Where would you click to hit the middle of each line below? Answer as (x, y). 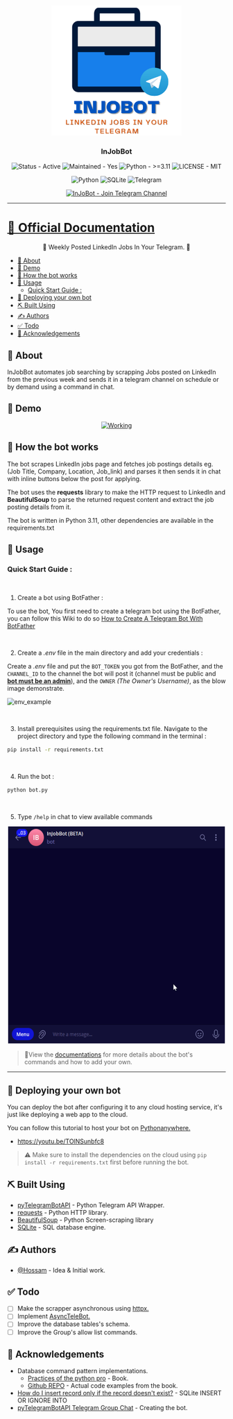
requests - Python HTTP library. (63, 1212)
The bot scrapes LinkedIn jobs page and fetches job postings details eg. (110, 464)
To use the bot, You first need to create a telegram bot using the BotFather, (114, 611)
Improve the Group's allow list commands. (77, 1332)
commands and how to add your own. (78, 1062)
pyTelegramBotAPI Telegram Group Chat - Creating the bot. (102, 1408)
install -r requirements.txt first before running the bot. (106, 1162)
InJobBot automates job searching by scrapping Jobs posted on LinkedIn (112, 372)
